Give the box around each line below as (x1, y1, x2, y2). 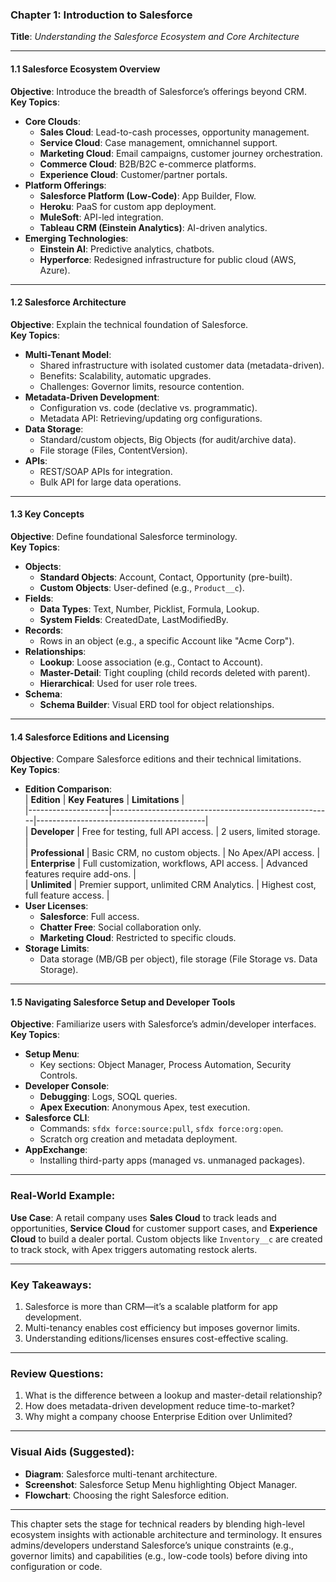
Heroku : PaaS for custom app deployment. (39, 200, 217, 212)
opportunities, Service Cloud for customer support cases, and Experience (10, 1222, 318, 1234)
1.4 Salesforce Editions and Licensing (10, 731, 170, 743)
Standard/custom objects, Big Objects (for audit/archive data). (39, 433, 297, 445)
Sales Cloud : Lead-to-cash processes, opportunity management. (39, 126, 310, 138)
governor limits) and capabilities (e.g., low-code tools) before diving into (10, 1549, 308, 1562)
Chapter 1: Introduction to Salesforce (10, 8, 193, 22)
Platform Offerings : (24, 179, 107, 191)
